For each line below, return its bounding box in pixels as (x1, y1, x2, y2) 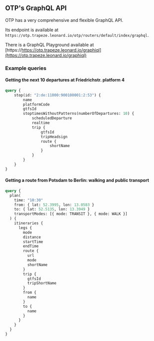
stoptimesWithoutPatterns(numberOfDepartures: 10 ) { (23, 111, 135, 116)
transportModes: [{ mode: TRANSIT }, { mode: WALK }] (14, 211, 128, 217)
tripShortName (27, 281, 57, 286)
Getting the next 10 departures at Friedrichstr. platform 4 (5, 77, 125, 83)
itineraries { (14, 221, 43, 226)
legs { (18, 225, 32, 230)
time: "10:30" (14, 197, 43, 203)
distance (23, 235, 41, 240)
